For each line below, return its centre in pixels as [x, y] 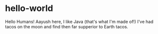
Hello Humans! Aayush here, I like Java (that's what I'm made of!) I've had [79, 22]
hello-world [29, 8]
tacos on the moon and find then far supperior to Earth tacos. [67, 26]
